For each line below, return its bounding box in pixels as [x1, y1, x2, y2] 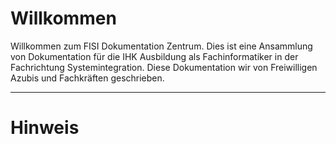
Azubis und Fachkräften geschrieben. [10, 72, 165, 84]
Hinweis [10, 117, 80, 139]
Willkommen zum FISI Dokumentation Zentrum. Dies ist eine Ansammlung [10, 40, 313, 52]
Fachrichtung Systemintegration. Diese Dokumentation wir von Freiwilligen [10, 61, 318, 73]
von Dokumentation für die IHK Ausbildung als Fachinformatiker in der [10, 50, 299, 62]
